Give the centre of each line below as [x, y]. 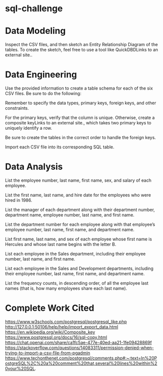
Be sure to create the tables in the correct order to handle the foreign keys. [81, 138]
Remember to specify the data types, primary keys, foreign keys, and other [81, 103]
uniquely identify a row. [29, 128]
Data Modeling [35, 31]
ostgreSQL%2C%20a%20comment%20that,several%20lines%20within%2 [81, 363]
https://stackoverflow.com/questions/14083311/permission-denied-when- [80, 348]
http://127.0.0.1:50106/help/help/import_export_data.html [62, 327]
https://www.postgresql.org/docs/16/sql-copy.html [56, 337]
